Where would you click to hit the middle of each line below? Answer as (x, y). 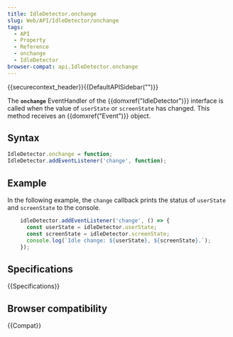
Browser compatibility (58, 308)
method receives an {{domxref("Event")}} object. (79, 116)
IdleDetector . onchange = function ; (60, 154)
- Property (30, 40)
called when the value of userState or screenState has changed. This (109, 108)
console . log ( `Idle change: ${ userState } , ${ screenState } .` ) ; (119, 241)
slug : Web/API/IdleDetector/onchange (63, 21)
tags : (15, 27)
